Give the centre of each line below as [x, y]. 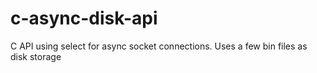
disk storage [36, 56]
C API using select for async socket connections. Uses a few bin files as [159, 46]
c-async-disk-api [84, 18]
